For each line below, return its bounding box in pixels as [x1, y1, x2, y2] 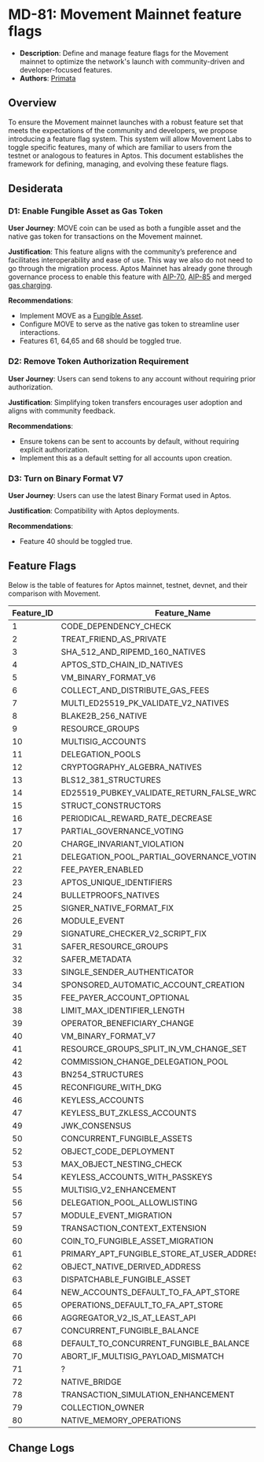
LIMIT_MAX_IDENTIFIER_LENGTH [60, 1005, 185, 1016]
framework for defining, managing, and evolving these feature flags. [8, 159, 229, 169]
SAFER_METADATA [60, 954, 132, 965]
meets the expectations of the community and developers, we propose [8, 125, 237, 135]
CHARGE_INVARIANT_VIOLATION [60, 838, 185, 849]
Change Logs [8, 1442, 75, 1455]
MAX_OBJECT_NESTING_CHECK [60, 1159, 182, 1170]
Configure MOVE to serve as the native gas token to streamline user [19, 319, 240, 329]
